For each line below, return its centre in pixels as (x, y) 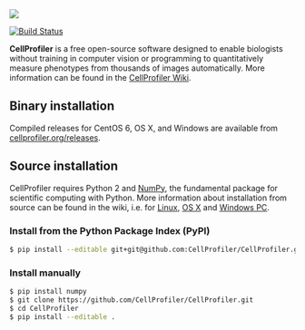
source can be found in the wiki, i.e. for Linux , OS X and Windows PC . (140, 207)
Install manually (45, 273)
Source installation (64, 166)
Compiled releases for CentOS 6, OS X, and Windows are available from (144, 128)
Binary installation (62, 107)
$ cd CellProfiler (44, 308)
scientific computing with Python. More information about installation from (148, 198)
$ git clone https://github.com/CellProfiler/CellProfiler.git (132, 300)
